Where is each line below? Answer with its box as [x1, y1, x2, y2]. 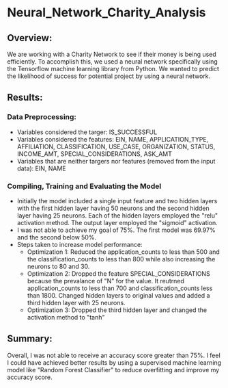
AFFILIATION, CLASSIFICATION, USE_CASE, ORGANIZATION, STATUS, [16, 142, 216, 151]
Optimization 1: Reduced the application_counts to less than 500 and [27, 248, 220, 256]
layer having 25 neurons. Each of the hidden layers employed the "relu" [16, 211, 218, 220]
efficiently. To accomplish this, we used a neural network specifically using [7, 57, 218, 66]
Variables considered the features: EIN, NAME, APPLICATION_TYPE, [16, 135, 209, 143]
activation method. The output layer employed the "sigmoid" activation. [16, 218, 218, 227]
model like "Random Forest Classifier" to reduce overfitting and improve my [7, 365, 220, 374]
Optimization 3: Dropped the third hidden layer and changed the [27, 306, 207, 314]
